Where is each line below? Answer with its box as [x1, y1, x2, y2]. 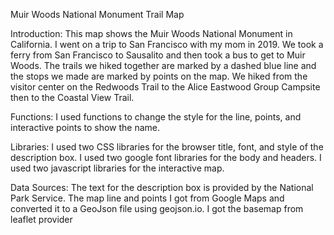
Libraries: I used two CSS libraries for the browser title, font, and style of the [10, 141, 324, 153]
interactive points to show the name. [10, 122, 160, 133]
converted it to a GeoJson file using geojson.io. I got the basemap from [10, 203, 304, 214]
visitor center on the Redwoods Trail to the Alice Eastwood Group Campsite [10, 81, 321, 93]
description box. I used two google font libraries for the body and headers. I [10, 152, 322, 163]
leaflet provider [10, 214, 73, 225]
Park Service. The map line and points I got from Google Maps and [10, 192, 285, 204]
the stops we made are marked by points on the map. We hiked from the [10, 70, 308, 82]
